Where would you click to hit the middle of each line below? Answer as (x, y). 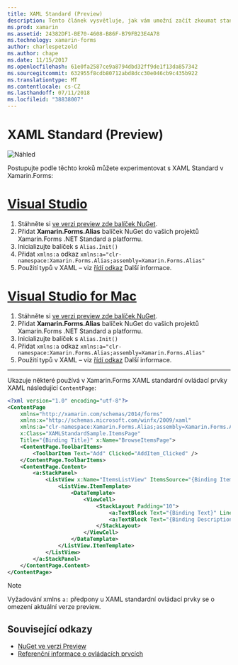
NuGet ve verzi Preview (52, 647)
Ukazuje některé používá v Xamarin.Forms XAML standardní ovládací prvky (118, 380)
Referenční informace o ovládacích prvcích (80, 654)
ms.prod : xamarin (33, 27)
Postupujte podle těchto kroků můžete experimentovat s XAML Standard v (115, 168)
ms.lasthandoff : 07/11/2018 (49, 93)
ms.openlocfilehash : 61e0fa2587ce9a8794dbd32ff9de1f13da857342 (103, 67)
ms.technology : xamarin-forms (52, 40)
